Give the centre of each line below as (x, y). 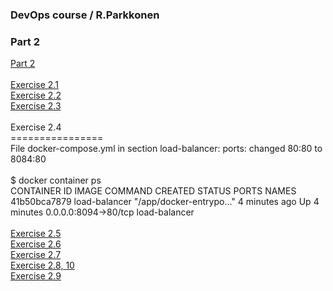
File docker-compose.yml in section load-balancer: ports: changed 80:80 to (166, 149)
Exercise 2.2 (36, 95)
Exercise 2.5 (36, 234)
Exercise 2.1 (34, 85)
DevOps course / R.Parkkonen (85, 15)
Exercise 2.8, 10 (42, 265)
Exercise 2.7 (36, 255)
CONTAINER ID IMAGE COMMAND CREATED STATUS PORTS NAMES (153, 191)
